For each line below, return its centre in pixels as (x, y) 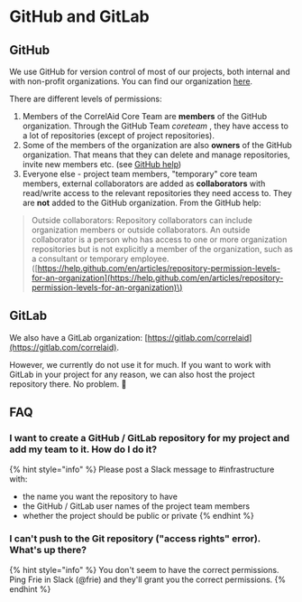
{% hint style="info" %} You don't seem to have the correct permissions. (144, 569)
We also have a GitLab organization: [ (79, 337)
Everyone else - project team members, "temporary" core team (140, 174)
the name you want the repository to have (100, 496)
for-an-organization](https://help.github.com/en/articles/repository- (157, 278)
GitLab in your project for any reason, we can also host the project (132, 374)
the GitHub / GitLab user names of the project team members (136, 506)
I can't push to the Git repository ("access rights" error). (135, 539)
